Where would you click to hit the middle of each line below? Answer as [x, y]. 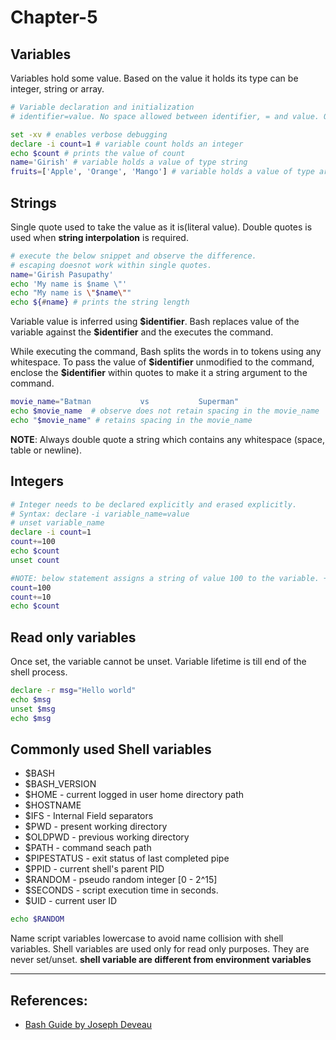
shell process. [39, 672]
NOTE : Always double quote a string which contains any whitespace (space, [167, 439]
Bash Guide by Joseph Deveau [88, 1025]
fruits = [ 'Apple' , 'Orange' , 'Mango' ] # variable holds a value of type [162, 172]
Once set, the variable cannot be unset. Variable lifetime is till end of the [158, 662]
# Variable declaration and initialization [102, 107]
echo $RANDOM [37, 919]
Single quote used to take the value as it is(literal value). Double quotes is [161, 227]
